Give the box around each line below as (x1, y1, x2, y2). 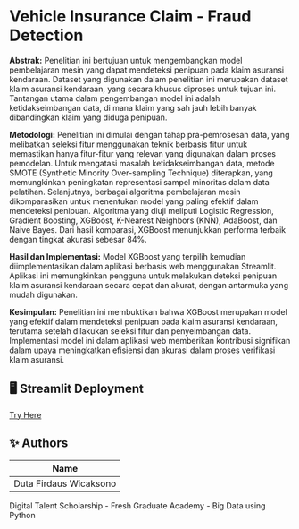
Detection (9, 25, 84, 46)
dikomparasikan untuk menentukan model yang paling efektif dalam (9, 195, 259, 207)
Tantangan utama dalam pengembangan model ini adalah (9, 92, 220, 104)
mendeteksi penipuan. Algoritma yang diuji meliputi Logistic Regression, (9, 205, 274, 216)
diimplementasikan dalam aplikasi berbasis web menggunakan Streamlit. (9, 260, 277, 271)
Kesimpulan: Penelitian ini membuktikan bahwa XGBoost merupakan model (9, 306, 287, 317)
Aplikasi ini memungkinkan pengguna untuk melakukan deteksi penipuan (9, 270, 278, 281)
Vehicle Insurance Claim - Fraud (9, 6, 252, 27)
